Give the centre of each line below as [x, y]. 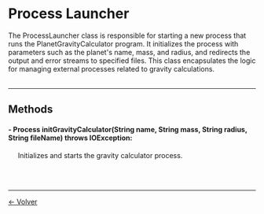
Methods [31, 110]
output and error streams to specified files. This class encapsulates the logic [132, 61]
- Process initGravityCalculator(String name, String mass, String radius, [128, 129]
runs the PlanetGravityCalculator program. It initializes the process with [123, 43]
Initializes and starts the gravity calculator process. [100, 155]
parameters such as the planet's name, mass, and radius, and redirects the [129, 52]
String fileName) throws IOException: [70, 138]
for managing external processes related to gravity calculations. [111, 68]
